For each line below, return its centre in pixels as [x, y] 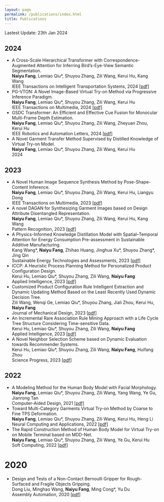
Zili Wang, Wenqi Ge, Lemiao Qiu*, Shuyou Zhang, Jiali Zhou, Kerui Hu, [83, 302]
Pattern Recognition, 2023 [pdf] [44, 229]
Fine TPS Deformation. [35, 413]
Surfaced [21, 484]
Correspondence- [122, 60]
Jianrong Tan [25, 398]
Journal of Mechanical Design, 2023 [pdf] [54, 313]
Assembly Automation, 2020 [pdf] [46, 494]
